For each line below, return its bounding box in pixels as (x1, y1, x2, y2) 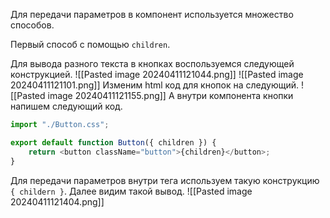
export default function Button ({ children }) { (10, 137, 217, 148)
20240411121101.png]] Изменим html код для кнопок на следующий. (10, 79, 300, 91)
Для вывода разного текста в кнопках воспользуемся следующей (10, 58, 295, 69)
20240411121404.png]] (10, 195, 105, 208)
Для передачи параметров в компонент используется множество (10, 9, 294, 20)
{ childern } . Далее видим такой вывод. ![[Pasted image (10, 185, 253, 197)
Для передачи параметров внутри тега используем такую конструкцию (10, 174, 320, 186)
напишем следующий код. (10, 100, 123, 112)
